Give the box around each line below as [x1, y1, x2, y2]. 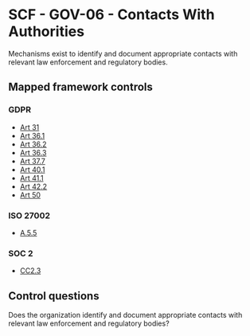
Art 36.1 [19, 131, 45, 140]
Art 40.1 [19, 165, 45, 174]
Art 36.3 [19, 147, 47, 157]
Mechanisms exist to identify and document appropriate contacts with [8, 49, 238, 58]
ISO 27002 [8, 209, 50, 221]
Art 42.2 [19, 182, 48, 191]
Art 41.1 [19, 173, 44, 182]
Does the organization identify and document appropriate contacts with [8, 311, 243, 320]
